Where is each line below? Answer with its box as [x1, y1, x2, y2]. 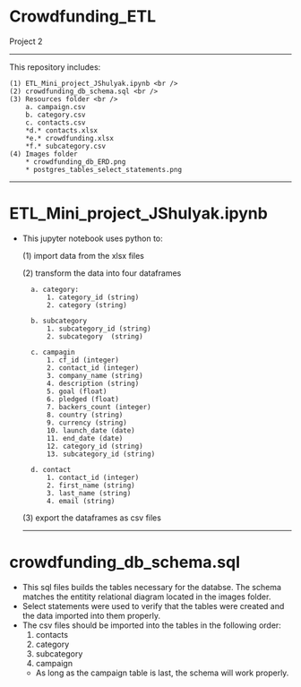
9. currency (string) [46, 418, 127, 427]
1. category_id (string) [46, 293, 140, 302]
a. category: [30, 285, 80, 294]
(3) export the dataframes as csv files [21, 512, 161, 523]
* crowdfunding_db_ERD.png [25, 157, 126, 167]
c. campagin [30, 348, 75, 356]
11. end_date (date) [46, 434, 124, 442]
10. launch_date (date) [46, 425, 136, 435]
